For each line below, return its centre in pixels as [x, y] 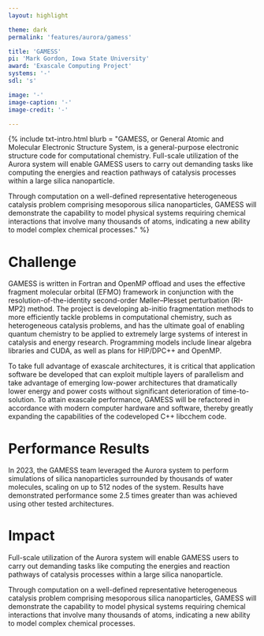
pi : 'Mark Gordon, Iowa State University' [79, 59]
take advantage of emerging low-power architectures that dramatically [123, 383]
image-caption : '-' [40, 102]
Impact [32, 536]
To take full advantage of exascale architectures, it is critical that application [132, 366]
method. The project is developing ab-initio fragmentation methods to [140, 309]
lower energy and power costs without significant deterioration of [114, 391]
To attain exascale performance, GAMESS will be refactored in [139, 400]
